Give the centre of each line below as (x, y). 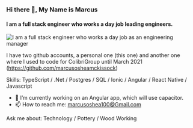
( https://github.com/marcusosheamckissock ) (62, 68)
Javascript (19, 86)
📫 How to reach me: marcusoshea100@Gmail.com (78, 105)
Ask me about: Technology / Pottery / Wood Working (72, 118)
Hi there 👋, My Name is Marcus (52, 10)
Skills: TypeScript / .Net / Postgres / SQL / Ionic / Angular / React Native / (97, 80)
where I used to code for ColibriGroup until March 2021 (74, 62)
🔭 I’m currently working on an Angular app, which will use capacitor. (99, 98)
